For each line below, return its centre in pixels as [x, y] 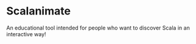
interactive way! [26, 34]
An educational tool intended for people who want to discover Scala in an [98, 28]
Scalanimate [39, 11]
